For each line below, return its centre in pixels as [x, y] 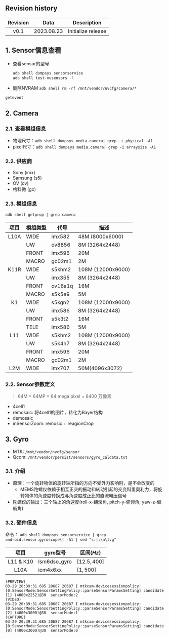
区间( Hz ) [91, 553]
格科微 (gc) [24, 189]
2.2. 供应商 [18, 161]
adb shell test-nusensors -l [43, 78]
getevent [14, 98]
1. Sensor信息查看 [33, 50]
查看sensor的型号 [31, 63]
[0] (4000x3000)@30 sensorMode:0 [42, 631]
